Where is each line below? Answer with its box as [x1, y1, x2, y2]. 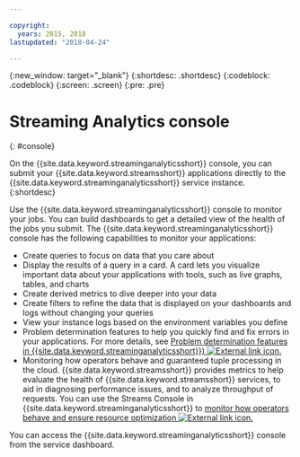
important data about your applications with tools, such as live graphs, [22, 269, 283, 280]
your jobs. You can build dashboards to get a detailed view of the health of [9, 214, 286, 224]
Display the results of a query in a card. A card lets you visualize [22, 259, 260, 270]
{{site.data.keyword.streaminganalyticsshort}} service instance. [9, 177, 245, 189]
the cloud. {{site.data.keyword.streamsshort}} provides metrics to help [22, 365, 285, 375]
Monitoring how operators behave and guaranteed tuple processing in [22, 356, 282, 366]
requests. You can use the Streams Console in [22, 393, 194, 404]
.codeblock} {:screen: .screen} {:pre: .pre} [9, 80, 165, 91]
